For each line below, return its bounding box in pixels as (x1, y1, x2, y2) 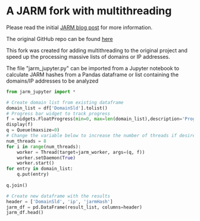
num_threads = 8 (6, 138, 46, 144)
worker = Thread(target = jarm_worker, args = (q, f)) (17, 149, 145, 155)
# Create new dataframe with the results (6, 193, 111, 199)
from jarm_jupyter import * (6, 89, 76, 94)
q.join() (6, 182, 28, 188)
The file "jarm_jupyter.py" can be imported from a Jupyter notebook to (6, 64, 180, 72)
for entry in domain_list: (6, 166, 73, 172)
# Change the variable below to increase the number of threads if (6, 132, 177, 139)
